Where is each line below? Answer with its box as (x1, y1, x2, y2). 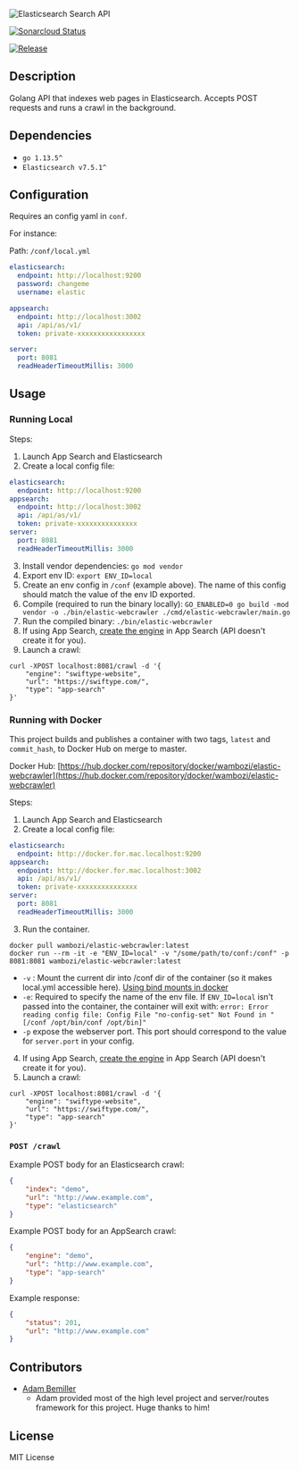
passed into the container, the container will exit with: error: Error (21, 1001, 270, 1011)
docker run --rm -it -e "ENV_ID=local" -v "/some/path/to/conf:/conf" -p (9, 949, 290, 958)
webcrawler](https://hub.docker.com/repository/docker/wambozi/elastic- (9, 770, 279, 781)
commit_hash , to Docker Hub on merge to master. (9, 743, 187, 754)
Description (9, 69, 76, 84)
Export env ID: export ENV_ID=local (21, 570, 154, 580)
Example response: (9, 1292, 80, 1303)
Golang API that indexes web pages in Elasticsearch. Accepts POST (9, 92, 259, 103)
